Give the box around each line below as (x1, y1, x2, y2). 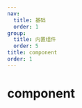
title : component (7, 49, 58, 56)
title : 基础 (13, 17, 47, 24)
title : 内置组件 (13, 36, 57, 43)
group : (7, 29, 26, 37)
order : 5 (13, 43, 39, 49)
